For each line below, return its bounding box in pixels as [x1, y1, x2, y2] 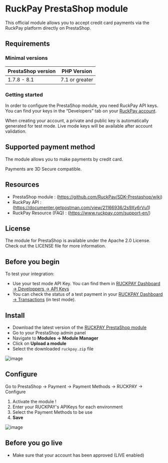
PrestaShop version [7, 67, 56, 74]
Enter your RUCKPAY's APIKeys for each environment [12, 404, 123, 410]
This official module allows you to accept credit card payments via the [5, 20, 149, 26]
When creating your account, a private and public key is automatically [5, 118, 149, 124]
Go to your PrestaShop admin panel [12, 329, 86, 335]
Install [5, 311, 25, 319]
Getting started [5, 91, 43, 98]
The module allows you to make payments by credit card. [5, 156, 123, 162]
